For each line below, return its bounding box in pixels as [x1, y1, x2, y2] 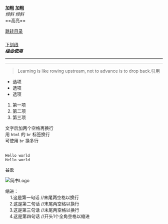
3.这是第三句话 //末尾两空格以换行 [9, 207, 79, 213]
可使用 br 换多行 [5, 138, 39, 144]
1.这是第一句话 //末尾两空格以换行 [9, 194, 79, 200]
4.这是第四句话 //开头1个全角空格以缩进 [9, 213, 90, 219]
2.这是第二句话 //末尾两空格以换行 [9, 200, 79, 206]
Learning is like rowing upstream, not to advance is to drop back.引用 [17, 68, 160, 74]
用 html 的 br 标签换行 [5, 131, 50, 137]
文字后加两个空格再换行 [5, 125, 53, 131]
